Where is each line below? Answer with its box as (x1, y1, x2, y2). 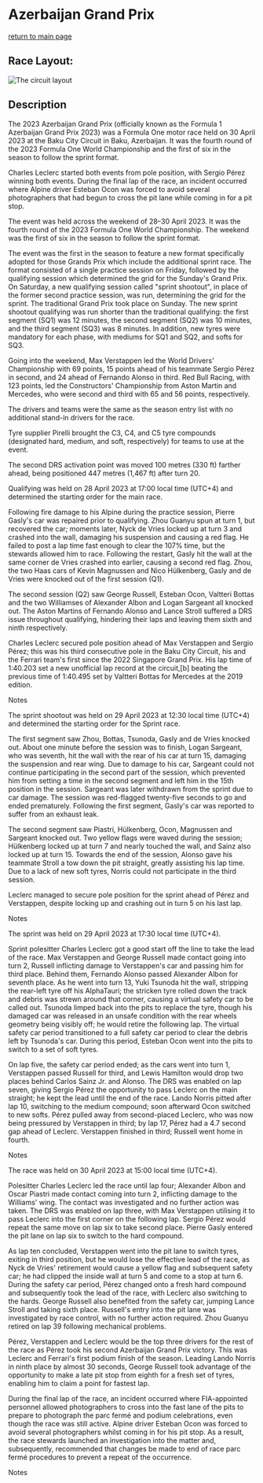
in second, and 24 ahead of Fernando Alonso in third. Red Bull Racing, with (8, 372, 250, 382)
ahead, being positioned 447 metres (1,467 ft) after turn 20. (8, 468, 201, 478)
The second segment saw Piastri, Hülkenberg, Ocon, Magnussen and (8, 824, 233, 834)
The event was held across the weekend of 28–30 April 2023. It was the (8, 216, 241, 226)
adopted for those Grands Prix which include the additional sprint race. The (8, 257, 252, 266)
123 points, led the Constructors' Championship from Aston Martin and (8, 380, 237, 390)
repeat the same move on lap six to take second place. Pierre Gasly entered (8, 1222, 254, 1232)
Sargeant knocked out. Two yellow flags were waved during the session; (8, 833, 243, 842)
